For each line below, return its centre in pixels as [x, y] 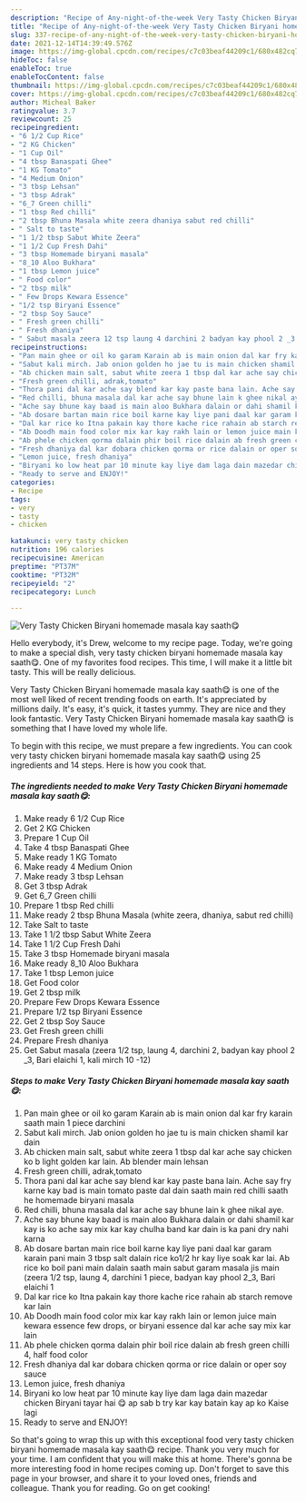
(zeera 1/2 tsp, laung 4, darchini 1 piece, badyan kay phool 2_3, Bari [149, 1278]
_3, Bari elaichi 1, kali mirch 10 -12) [87, 1060]
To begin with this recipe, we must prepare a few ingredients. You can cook [152, 746]
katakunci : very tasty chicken [69, 542]
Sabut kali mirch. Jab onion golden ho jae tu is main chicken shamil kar [156, 1133]
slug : [20, 35]
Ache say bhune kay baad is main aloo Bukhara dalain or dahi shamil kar [158, 1219]
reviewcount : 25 [41, 119]
